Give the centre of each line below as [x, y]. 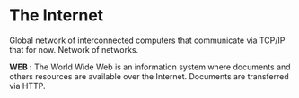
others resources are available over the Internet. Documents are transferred [149, 76]
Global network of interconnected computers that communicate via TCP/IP [147, 40]
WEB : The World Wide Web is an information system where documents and [150, 67]
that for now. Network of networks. [74, 49]
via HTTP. [28, 86]
